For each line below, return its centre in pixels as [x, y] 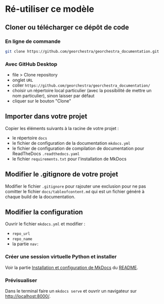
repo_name [22, 239]
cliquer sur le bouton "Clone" [41, 101]
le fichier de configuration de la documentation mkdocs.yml [71, 143]
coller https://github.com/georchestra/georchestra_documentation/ [81, 85]
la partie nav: [26, 244]
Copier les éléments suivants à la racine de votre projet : [62, 128]
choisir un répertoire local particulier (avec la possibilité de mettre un [82, 91]
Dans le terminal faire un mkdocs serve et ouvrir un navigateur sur [71, 291]
